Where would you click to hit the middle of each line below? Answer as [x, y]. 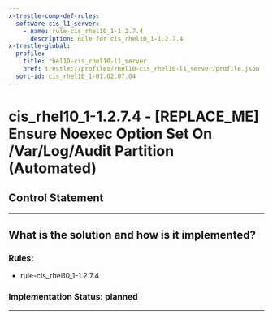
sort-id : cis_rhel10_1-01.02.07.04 [76, 76]
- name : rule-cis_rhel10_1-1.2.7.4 [83, 31]
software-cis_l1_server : [58, 24]
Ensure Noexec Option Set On [110, 134]
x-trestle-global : [39, 46]
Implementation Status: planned [73, 297]
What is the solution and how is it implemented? [132, 235]
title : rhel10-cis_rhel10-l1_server [85, 62]
